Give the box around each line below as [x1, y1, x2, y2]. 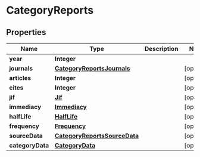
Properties [6, 27, 46, 37]
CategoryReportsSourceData [54, 132, 139, 140]
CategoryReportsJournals [54, 65, 130, 72]
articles [9, 74, 32, 82]
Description [144, 45, 179, 53]
